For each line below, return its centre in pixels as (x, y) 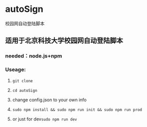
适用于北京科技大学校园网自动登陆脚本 (64, 41)
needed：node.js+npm (34, 56)
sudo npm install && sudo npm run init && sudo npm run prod (77, 110)
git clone (23, 81)
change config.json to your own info (50, 100)
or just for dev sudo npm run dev (45, 119)
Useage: (16, 69)
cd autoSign (25, 90)
